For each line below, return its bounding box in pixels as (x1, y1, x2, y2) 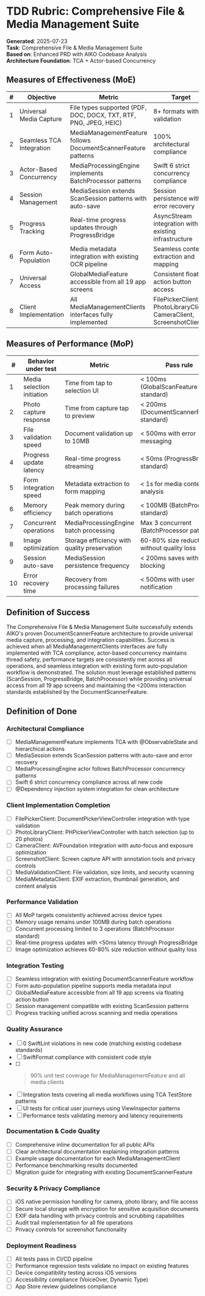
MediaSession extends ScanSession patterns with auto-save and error (15, 752, 193, 759)
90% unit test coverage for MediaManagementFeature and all (30, 1072, 185, 1079)
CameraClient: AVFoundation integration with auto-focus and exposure (15, 842, 193, 849)
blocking (140, 561, 165, 570)
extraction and (153, 252, 195, 260)
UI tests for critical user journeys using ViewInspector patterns (23, 1105, 181, 1112)
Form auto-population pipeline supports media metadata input (15, 982, 172, 990)
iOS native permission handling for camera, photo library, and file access (15, 1198, 198, 1206)
